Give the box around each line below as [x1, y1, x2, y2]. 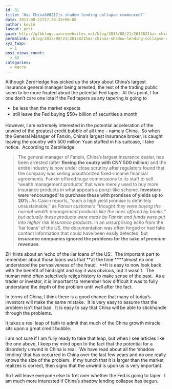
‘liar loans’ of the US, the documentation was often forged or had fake [17, 224, 165, 231]
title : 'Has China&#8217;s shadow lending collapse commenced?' [5, 12, 145, 17]
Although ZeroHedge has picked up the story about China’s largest [5, 79, 146, 85]
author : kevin [5, 22, 36, 27]
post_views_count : [5, 50, 45, 55]
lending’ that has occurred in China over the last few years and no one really [5, 352, 166, 358]
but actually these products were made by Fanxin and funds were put [17, 214, 165, 220]
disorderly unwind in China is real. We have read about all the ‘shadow [5, 346, 155, 352]
